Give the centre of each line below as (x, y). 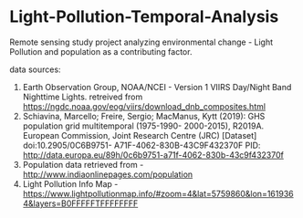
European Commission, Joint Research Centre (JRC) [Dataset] (140, 135)
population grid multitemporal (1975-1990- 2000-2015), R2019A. (143, 126)
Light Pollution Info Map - (70, 183)
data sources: (35, 69)
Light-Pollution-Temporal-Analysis (144, 17)
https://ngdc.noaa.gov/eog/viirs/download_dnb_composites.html (144, 106)
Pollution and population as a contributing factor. (101, 51)
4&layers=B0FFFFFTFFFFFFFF (80, 203)
